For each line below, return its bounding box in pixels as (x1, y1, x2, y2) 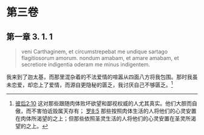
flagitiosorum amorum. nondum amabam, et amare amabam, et (21, 54, 179, 61)
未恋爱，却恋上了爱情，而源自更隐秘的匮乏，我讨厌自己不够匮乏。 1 (6, 80, 173, 88)
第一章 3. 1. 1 (6, 31, 53, 42)
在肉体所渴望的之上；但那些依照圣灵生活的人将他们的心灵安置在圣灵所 (15, 114, 191, 122)
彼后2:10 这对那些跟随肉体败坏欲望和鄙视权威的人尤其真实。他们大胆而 (15, 99, 192, 107)
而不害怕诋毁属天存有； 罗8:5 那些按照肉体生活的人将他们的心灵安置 (25, 107, 197, 114)
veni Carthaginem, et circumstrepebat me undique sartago (21, 48, 168, 55)
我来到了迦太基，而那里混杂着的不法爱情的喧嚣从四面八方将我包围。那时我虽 (6, 73, 198, 81)
